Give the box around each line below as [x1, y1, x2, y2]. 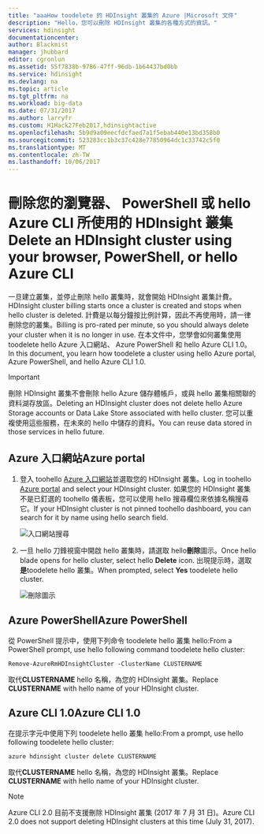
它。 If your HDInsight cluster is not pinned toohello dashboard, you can [19, 504, 251, 513]
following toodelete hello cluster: [8, 737, 114, 747]
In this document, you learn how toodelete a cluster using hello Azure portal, [8, 348, 256, 359]
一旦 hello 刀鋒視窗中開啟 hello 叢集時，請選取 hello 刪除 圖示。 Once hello [19, 545, 257, 555]
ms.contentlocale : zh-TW [8, 151, 90, 158]
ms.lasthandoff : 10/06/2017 [8, 158, 101, 166]
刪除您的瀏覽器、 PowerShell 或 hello [8, 195, 251, 213]
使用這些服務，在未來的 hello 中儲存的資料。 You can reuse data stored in [14, 419, 252, 428]
